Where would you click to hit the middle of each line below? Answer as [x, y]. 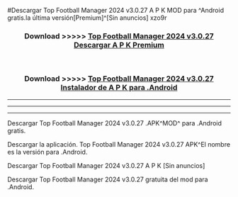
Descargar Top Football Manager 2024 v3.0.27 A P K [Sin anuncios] [106, 165]
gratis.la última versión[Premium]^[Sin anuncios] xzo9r [87, 18]
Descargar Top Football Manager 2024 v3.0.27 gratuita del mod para [108, 179]
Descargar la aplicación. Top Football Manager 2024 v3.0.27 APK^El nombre [119, 144]
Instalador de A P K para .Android [119, 88]
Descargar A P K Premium [119, 45]
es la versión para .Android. [47, 152]
